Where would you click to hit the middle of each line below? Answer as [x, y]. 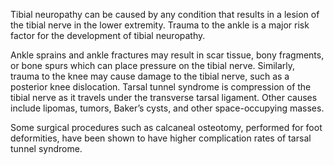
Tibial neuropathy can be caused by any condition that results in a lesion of [165, 14]
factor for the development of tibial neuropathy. [108, 35]
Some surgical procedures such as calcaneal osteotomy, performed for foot [166, 127]
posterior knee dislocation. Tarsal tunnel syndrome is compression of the [161, 87]
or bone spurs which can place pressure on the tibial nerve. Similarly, [153, 65]
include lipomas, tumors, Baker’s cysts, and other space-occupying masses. [167, 108]
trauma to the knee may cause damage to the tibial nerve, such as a [150, 76]
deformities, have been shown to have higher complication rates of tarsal [161, 138]
